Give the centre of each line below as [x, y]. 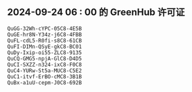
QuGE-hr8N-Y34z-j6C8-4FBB [44, 34]
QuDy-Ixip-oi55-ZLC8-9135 [44, 53]
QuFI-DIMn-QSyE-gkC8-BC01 [44, 47]
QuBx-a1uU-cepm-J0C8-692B [44, 82]
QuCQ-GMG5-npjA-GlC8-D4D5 [44, 58]
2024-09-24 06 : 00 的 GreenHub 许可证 [96, 12]
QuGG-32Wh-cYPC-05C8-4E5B [44, 28]
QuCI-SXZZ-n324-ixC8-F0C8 [44, 65]
